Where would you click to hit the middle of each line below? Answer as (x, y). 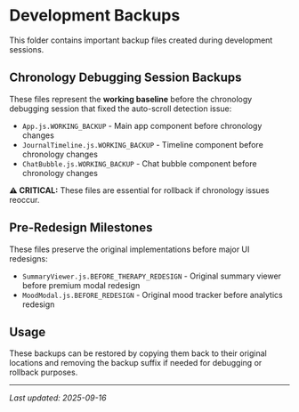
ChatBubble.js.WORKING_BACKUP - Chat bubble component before (139, 163)
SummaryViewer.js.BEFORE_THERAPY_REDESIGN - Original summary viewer (152, 276)
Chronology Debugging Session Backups (125, 78)
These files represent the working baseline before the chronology (131, 99)
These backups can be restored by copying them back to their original (138, 353)
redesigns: (28, 258)
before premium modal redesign (81, 285)
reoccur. (24, 199)
